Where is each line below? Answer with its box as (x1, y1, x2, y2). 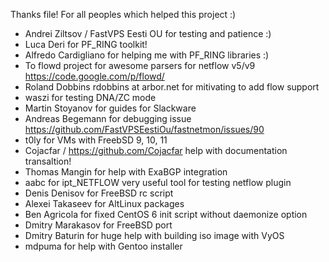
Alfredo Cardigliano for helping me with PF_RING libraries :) (24, 49, 270, 61)
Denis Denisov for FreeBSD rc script (24, 187, 174, 199)
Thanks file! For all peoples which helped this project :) (10, 9, 237, 20)
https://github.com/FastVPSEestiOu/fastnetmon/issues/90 (24, 124, 265, 135)
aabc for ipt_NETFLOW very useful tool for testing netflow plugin (24, 177, 292, 188)
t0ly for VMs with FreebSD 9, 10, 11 (24, 134, 168, 146)
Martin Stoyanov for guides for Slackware (24, 102, 197, 114)
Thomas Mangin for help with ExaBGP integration (24, 166, 228, 178)
